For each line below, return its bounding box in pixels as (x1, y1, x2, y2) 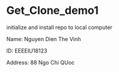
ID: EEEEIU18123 (6, 47, 48, 54)
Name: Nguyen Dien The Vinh (6, 35, 81, 42)
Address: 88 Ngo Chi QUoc (6, 59, 75, 66)
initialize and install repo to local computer (6, 24, 113, 31)
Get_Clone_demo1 (6, 4, 99, 18)
